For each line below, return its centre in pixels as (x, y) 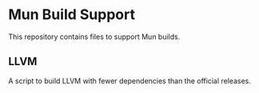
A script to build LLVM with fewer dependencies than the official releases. (130, 80)
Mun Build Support (72, 15)
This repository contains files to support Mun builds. (94, 37)
